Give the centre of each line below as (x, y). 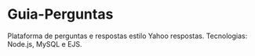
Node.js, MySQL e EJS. (45, 44)
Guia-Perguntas (60, 14)
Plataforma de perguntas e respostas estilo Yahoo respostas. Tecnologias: (127, 36)
